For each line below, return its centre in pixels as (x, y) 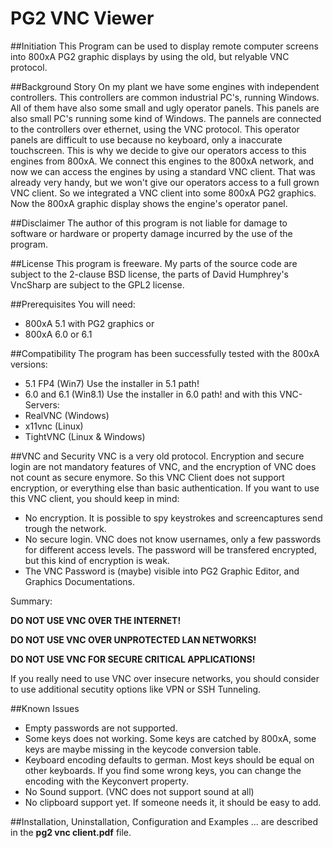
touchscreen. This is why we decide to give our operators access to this (158, 150)
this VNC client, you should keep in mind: (95, 498)
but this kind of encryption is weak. (97, 560)
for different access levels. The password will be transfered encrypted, (170, 549)
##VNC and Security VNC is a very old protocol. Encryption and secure (157, 456)
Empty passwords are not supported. (101, 728)
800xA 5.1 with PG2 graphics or (89, 323)
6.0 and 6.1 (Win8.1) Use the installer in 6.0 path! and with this (151, 394)
